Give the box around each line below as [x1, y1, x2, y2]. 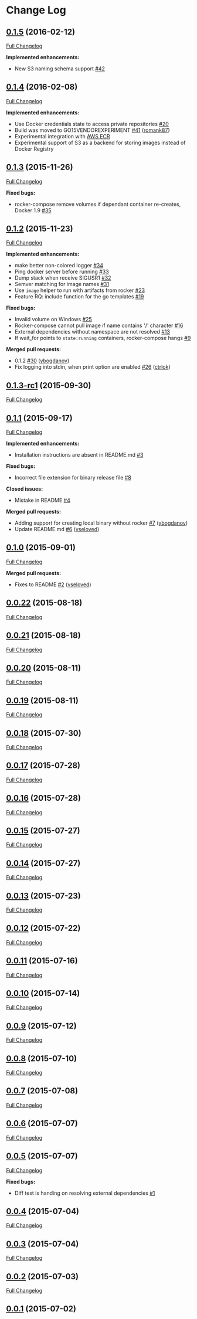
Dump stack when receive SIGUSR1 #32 [14, 274, 111, 281]
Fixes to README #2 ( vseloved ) [14, 581, 92, 588]
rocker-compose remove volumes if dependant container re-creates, [14, 200, 181, 208]
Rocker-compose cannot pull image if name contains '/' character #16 [14, 322, 184, 329]
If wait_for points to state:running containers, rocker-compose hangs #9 [14, 335, 191, 342]
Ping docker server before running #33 [14, 268, 110, 276]
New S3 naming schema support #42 [14, 65, 106, 72]
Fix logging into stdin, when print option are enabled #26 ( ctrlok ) [14, 363, 171, 370]
